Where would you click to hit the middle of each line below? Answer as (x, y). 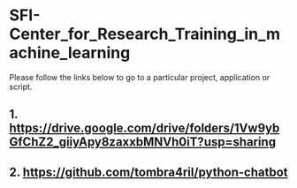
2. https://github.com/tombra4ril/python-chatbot (148, 172)
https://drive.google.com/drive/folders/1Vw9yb (145, 128)
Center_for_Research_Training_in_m (145, 34)
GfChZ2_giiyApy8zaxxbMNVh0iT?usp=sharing (143, 142)
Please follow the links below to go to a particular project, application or (140, 77)
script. (21, 86)
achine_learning (70, 53)
